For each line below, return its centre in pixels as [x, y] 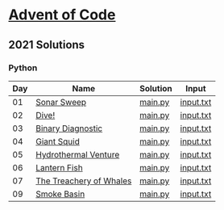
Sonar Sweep [61, 102]
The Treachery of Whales [84, 181]
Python [23, 68]
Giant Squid [58, 141]
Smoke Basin [60, 194]
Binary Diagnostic [69, 128]
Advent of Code [62, 15]
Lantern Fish [59, 167]
